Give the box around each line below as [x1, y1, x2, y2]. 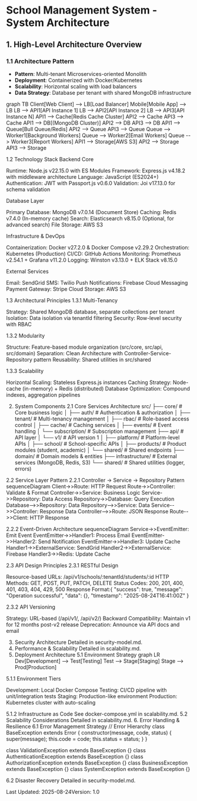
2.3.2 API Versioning [6, 603, 56, 610]
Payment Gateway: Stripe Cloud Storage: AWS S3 [6, 285, 126, 292]
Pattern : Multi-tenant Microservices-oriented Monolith [14, 70, 147, 77]
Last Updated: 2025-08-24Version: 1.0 [6, 788, 100, 795]
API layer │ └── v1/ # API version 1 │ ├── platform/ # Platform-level [14, 433, 180, 441]
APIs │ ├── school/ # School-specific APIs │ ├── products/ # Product [14, 440, 186, 447]
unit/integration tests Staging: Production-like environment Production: [6, 692, 178, 700]
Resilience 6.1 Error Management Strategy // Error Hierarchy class [6, 723, 165, 730]
